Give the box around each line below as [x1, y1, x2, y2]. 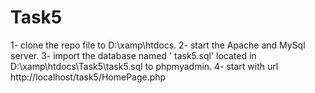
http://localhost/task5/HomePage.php [10, 71, 167, 83]
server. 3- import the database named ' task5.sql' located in [10, 49, 257, 61]
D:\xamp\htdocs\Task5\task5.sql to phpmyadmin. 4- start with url [10, 60, 279, 72]
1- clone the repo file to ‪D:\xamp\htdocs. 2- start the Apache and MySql [10, 39, 306, 51]
